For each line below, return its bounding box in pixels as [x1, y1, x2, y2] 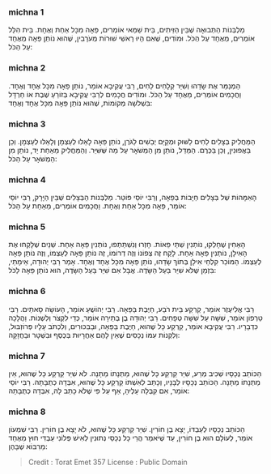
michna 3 [8, 118, 46, 130]
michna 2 [8, 62, 46, 74]
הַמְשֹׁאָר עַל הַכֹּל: [8, 153, 57, 164]
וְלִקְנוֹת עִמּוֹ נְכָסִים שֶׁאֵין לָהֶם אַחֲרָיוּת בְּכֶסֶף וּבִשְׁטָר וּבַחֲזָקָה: [8, 330, 180, 339]
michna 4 [8, 173, 46, 185]
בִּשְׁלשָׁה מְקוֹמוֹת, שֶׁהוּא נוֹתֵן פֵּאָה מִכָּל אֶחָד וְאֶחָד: [8, 98, 153, 108]
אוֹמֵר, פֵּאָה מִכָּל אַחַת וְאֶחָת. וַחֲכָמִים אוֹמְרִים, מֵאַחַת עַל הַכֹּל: [8, 201, 188, 211]
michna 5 [8, 221, 46, 233]
